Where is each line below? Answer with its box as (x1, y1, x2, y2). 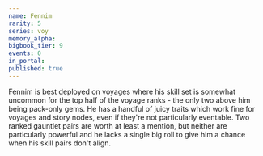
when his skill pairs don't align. (8, 138, 112, 148)
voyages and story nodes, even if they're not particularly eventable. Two (8, 112, 250, 122)
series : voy (8, 27, 49, 35)
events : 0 (8, 49, 42, 57)
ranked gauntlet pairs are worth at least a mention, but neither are (8, 120, 227, 130)
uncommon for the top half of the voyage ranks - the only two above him (8, 95, 251, 105)
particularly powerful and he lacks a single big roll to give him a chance (8, 129, 246, 139)
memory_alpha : (8, 34, 57, 43)
